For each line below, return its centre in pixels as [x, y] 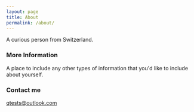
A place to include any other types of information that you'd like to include [97, 68]
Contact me [24, 90]
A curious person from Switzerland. [50, 40]
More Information [32, 55]
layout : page [22, 12]
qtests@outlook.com [32, 102]
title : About [22, 17]
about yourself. [25, 74]
